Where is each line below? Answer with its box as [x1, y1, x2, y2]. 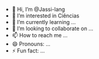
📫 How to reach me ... [11, 32, 68, 39]
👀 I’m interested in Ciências [11, 12, 80, 19]
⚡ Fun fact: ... [11, 47, 45, 54]
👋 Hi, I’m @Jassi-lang [11, 6, 65, 13]
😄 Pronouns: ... [11, 40, 51, 48]
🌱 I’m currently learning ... [11, 19, 76, 25]
